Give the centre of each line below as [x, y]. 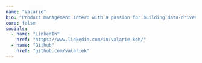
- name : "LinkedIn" [36, 34]
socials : [17, 28]
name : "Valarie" [26, 12]
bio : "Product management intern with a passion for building [85, 17]
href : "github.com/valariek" [53, 51]
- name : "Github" [33, 46]
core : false [21, 23]
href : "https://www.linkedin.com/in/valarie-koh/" [81, 40]
